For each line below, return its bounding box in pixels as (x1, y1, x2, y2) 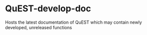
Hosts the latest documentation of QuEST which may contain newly (5, 19, 142, 25)
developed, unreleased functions (5, 24, 73, 30)
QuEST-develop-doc (5, 3, 91, 14)
